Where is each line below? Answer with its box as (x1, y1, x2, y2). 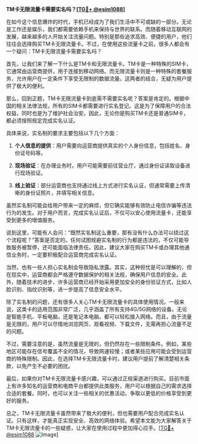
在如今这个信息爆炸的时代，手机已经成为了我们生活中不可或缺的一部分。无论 (6, 18, 192, 25)
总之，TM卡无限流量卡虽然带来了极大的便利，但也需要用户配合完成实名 (6, 410, 180, 416)
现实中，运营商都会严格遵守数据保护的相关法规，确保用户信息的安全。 (11, 271, 181, 278)
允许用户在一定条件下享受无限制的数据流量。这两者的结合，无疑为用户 (16, 75, 187, 82)
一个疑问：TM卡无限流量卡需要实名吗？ (6, 48, 102, 55)
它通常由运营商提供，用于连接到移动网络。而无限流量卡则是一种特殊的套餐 (6, 68, 187, 74)
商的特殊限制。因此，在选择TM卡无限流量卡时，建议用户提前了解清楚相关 (6, 355, 184, 362)
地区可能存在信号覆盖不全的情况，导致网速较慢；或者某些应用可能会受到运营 (6, 348, 192, 354)
